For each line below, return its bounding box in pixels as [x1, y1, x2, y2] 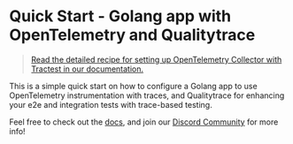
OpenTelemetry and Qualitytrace [9, 25, 256, 45]
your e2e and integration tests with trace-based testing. [9, 99, 212, 110]
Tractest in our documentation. [30, 64, 144, 74]
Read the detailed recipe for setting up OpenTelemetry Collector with [30, 54, 282, 64]
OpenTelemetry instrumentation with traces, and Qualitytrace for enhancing [9, 90, 285, 101]
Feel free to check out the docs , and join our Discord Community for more [9, 117, 279, 127]
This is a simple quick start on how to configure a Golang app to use [9, 80, 258, 91]
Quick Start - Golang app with [9, 6, 232, 27]
